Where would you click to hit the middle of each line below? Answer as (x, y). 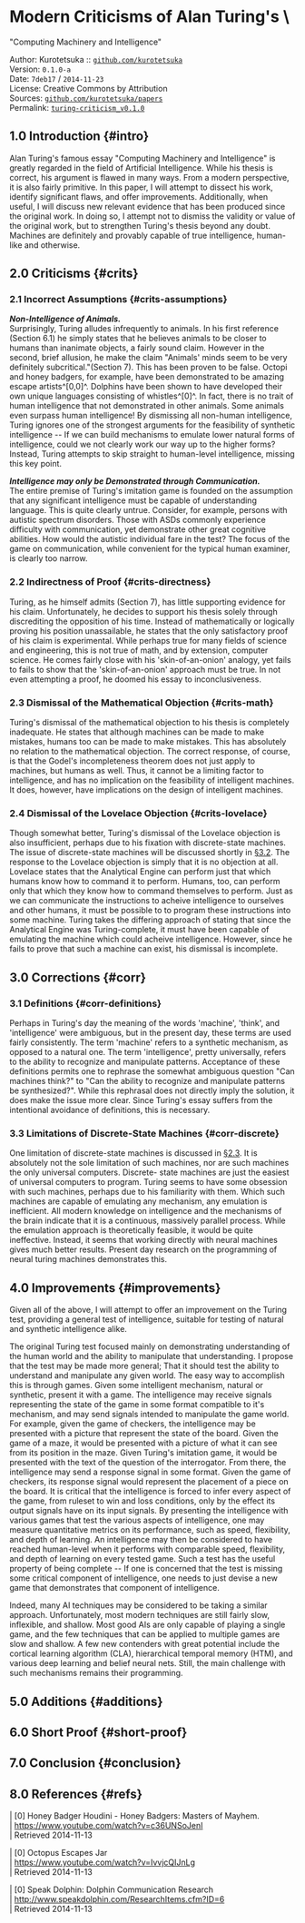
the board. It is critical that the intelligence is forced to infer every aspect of (150, 1492)
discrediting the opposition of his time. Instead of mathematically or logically (152, 621)
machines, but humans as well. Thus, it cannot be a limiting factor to (137, 771)
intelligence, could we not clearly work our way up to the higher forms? (143, 444)
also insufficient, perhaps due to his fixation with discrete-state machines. (148, 843)
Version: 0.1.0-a (40, 69)
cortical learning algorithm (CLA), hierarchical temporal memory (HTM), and (151, 1653)
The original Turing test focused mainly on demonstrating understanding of (150, 1346)
